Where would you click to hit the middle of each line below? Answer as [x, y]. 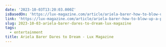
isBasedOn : [16, 14]
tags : [11, 28]
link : [11, 19]
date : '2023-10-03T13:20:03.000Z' [41, 10]
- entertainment [26, 32]
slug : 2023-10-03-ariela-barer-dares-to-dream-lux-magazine [68, 23]
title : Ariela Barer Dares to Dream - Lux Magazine [59, 37]
